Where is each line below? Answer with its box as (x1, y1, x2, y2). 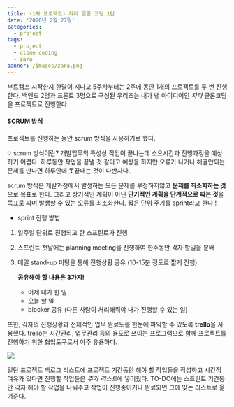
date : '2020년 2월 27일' (7, 17, 75, 24)
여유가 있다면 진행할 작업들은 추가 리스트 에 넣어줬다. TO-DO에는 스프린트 (7, 374, 207, 383)
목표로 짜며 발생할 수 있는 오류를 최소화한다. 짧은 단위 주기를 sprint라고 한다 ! (7, 199, 217, 207)
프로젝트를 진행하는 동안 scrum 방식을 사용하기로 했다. (7, 134, 156, 142)
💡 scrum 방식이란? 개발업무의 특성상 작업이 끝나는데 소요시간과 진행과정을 (7, 148, 210, 157)
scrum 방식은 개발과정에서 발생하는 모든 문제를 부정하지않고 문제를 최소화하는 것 (7, 181, 226, 190)
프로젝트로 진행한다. (14, 99, 69, 108)
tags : (7, 36, 23, 43)
